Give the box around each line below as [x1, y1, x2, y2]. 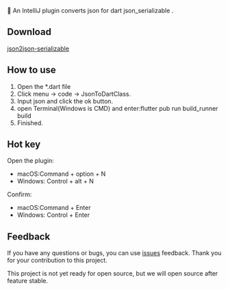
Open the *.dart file [16, 82, 71, 90]
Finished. [16, 118, 43, 127]
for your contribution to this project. [7, 256, 107, 265]
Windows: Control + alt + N [16, 177, 94, 185]
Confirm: [7, 190, 32, 198]
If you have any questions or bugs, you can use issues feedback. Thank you [7, 249, 222, 257]
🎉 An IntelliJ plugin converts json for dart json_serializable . [7, 7, 174, 14]
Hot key [7, 139, 41, 150]
